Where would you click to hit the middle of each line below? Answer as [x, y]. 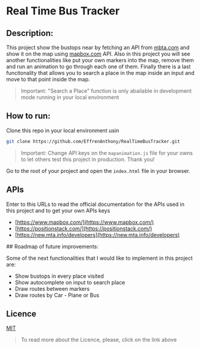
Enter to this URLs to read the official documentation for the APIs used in [96, 204]
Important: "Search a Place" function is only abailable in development [106, 91]
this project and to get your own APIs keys [58, 210]
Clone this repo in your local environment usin [63, 131]
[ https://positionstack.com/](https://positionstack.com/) [83, 228]
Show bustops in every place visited [59, 276]
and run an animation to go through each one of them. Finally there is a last [99, 66]
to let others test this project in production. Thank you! [88, 159]
